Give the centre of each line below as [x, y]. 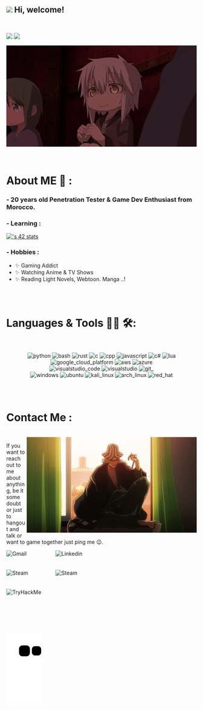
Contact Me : [39, 417]
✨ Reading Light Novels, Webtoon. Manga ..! [70, 279]
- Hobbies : [23, 252]
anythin [16, 484]
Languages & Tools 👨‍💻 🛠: [71, 323]
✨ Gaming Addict [37, 265]
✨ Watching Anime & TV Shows [54, 272]
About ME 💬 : [39, 181]
